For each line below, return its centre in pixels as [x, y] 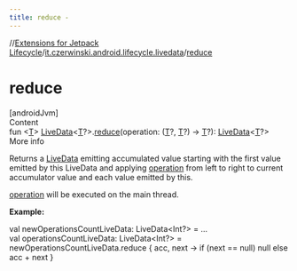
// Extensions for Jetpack [54, 43]
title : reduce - [39, 17]
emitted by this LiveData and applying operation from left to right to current [146, 167]
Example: [27, 211]
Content [24, 122]
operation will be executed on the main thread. [94, 194]
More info [27, 141]
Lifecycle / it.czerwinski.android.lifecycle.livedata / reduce [111, 52]
